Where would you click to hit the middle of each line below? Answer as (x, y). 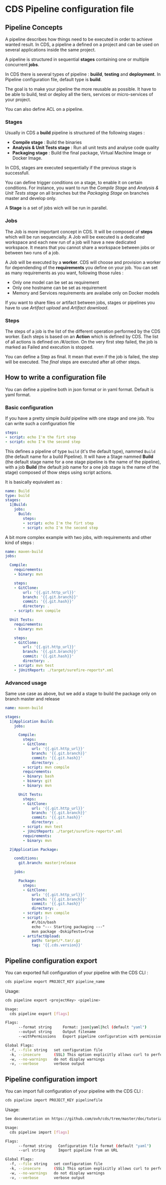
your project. (18, 99)
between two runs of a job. (33, 252)
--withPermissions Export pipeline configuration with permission (90, 1037)
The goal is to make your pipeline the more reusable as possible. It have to (81, 89)
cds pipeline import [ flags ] (40, 1132)
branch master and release (33, 698)
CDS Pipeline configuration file (70, 9)
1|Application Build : (32, 721)
